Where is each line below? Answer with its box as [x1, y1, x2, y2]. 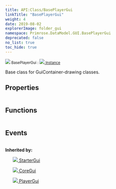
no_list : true [5, 40, 35, 45]
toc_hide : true [5, 45, 37, 50]
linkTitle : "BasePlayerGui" [5, 12, 64, 17]
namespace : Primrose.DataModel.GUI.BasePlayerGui [5, 31, 111, 36]
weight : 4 [5, 17, 26, 22]
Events [5, 129, 28, 137]
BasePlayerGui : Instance [11, 60, 61, 65]
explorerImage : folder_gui [5, 26, 62, 31]
